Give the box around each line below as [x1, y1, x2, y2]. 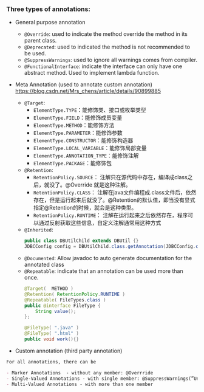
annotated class [24, 261, 65, 269]
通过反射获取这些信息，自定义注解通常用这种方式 [38, 219, 161, 227]
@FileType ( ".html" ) [24, 331, 79, 337]
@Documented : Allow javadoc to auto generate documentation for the [24, 255, 192, 262]
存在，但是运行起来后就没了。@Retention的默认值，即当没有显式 [33, 196, 195, 204]
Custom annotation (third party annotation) [15, 347, 123, 354]
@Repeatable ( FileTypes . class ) [24, 297, 106, 303]
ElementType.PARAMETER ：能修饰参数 [33, 129, 123, 137]
